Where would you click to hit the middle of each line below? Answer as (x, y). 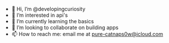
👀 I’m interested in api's (40, 15)
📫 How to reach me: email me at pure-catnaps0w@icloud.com (87, 34)
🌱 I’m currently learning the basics (53, 21)
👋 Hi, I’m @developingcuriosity (48, 9)
